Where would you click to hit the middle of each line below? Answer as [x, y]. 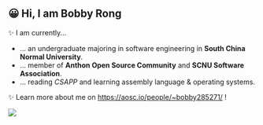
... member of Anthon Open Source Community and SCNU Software [132, 65]
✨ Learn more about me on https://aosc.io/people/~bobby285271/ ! [117, 97]
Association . [41, 73]
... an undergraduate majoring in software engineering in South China [132, 48]
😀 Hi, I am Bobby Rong [65, 14]
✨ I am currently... [37, 32]
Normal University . [51, 57]
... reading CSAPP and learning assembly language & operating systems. [137, 82]
